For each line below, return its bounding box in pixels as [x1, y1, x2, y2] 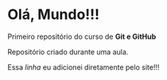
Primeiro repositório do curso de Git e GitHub [7, 32, 157, 41]
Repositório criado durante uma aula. [7, 47, 129, 56]
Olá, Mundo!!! [7, 6, 100, 24]
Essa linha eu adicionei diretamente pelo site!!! [7, 62, 160, 72]
